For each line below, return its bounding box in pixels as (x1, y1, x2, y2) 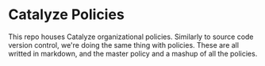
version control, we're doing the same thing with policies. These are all (8, 40, 240, 49)
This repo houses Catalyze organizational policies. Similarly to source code (8, 32, 254, 41)
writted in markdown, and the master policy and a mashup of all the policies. (8, 49, 258, 58)
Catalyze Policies (8, 6, 125, 24)
